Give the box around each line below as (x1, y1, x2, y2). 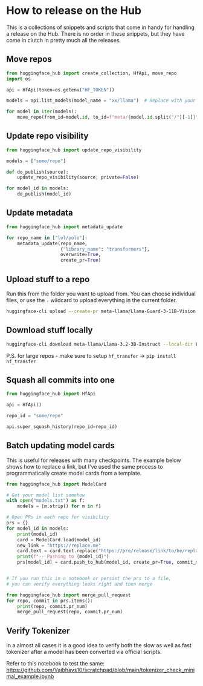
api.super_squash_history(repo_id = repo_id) (6, 423, 118, 430)
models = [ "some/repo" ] (6, 158, 66, 164)
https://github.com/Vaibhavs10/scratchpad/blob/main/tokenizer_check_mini (6, 667, 195, 674)
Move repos (6, 54, 53, 64)
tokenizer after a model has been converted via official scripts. (6, 648, 162, 656)
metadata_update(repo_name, (17, 240, 88, 246)
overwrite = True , (60, 252, 101, 258)
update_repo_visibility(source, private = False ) (17, 174, 139, 180)
